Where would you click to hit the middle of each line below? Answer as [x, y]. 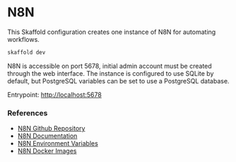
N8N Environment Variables [58, 144]
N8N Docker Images [47, 151]
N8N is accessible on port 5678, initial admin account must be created [110, 66]
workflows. [24, 39]
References [28, 112]
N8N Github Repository [51, 129]
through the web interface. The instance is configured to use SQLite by [111, 73]
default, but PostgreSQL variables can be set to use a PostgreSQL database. [118, 81]
